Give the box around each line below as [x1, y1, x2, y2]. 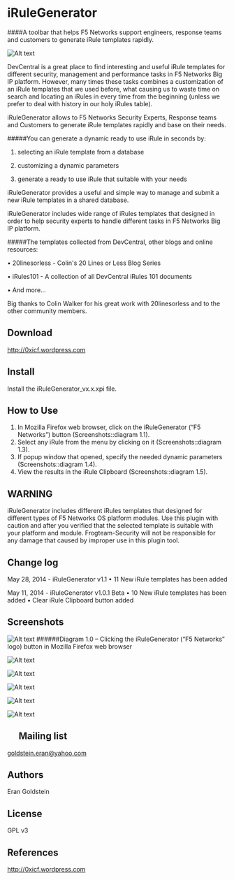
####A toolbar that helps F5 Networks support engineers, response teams [7, 28, 222, 36]
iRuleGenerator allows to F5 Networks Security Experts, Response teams [7, 113, 217, 122]
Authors [7, 769, 44, 781]
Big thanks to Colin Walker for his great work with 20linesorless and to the [7, 299, 221, 308]
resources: [7, 245, 38, 253]
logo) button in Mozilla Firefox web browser [7, 642, 133, 651]
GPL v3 [7, 826, 29, 835]
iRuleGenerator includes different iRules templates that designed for [7, 507, 203, 515]
